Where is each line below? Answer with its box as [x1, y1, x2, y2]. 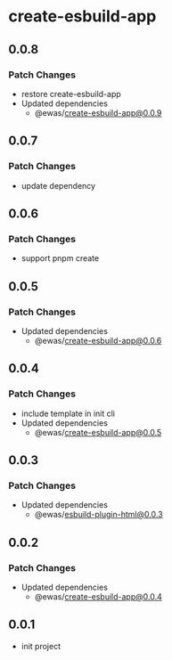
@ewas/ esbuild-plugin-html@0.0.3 [34, 509, 163, 520]
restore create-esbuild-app [20, 88, 121, 99]
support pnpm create [20, 253, 100, 264]
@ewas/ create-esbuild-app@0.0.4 [34, 591, 162, 602]
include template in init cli [20, 408, 115, 419]
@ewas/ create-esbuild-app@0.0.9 [34, 107, 162, 118]
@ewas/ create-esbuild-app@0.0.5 [34, 427, 162, 437]
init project [20, 640, 61, 651]
